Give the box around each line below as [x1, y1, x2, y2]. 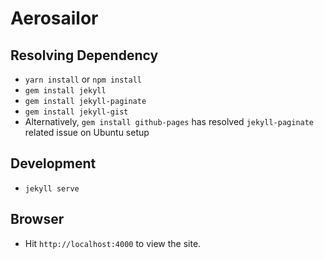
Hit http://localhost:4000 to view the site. [24, 237, 202, 249]
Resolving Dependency [10, 47, 159, 64]
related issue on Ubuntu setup [24, 127, 150, 138]
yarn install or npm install [24, 73, 142, 85]
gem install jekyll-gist [24, 107, 129, 117]
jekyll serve [24, 183, 80, 194]
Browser [10, 211, 65, 228]
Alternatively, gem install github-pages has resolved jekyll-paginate [24, 116, 315, 127]
